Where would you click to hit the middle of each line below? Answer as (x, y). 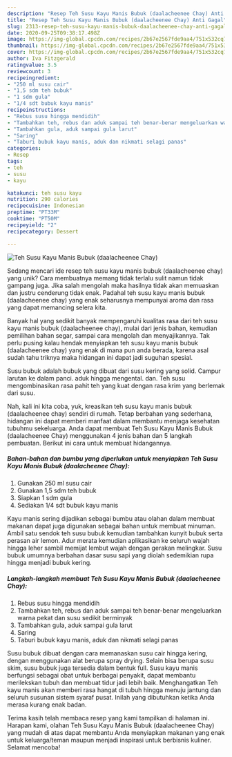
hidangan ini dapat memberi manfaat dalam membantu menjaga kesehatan (113, 421)
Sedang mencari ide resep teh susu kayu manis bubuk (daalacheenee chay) (115, 271)
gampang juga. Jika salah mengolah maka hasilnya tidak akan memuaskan (113, 285)
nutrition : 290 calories (43, 200)
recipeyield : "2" (32, 225)
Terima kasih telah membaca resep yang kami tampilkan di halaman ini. (108, 718)
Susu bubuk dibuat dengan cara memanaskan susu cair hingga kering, (107, 653)
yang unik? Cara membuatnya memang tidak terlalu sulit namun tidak (105, 278)
